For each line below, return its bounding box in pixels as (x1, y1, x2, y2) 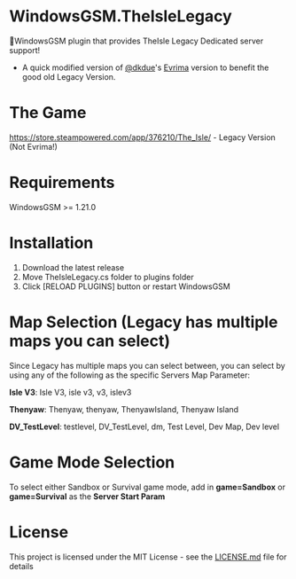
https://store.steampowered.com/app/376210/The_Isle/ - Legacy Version (9, 131, 277, 143)
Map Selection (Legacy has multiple (9, 312, 278, 332)
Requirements (9, 173, 115, 192)
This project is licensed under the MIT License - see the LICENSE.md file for (9, 552, 287, 562)
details (9, 560, 34, 571)
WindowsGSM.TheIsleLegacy (9, 6, 232, 27)
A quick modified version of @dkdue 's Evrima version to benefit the (21, 62, 269, 73)
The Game (9, 103, 87, 123)
